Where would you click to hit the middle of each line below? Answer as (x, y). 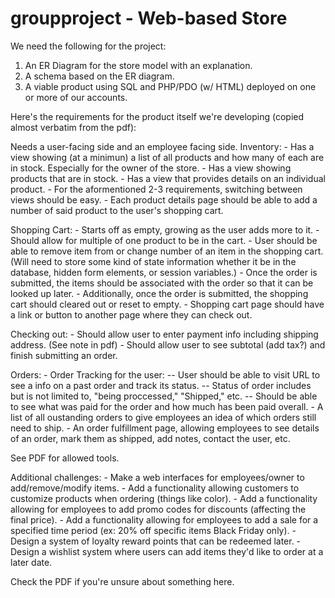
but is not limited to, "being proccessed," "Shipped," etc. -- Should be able (164, 396)
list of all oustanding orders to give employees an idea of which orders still (163, 417)
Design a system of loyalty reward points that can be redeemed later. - (156, 541)
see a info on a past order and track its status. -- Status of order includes (161, 385)
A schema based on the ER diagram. (99, 76)
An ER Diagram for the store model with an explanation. (138, 65)
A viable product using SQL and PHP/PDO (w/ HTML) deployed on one (170, 86)
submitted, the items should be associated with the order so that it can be (162, 283)
